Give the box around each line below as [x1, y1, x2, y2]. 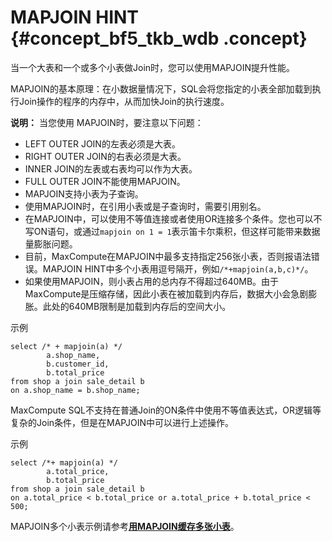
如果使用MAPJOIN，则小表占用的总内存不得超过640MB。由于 [24, 275, 280, 287]
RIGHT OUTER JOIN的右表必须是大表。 [24, 150, 187, 162]
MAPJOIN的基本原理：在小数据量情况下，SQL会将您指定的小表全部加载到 [10, 82, 313, 95]
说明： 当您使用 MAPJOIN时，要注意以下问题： [10, 116, 204, 128]
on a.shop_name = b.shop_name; [10, 385, 141, 395]
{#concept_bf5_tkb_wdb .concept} [10, 27, 308, 50]
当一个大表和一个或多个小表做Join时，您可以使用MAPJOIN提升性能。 [10, 61, 295, 73]
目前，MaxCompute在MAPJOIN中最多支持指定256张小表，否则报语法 [24, 250, 312, 262]
